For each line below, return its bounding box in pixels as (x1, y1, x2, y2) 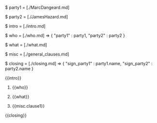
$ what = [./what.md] (5, 42, 47, 48)
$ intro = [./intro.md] (5, 23, 46, 29)
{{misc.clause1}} (12, 103, 45, 109)
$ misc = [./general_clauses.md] (5, 51, 69, 57)
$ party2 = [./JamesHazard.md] (5, 14, 68, 19)
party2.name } (5, 66, 34, 71)
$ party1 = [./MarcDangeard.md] (5, 5, 70, 10)
